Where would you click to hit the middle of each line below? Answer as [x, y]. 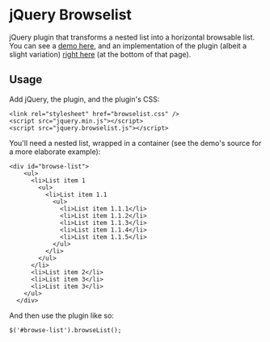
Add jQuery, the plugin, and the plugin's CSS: [84, 99]
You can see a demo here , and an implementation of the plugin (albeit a [128, 45]
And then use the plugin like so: [61, 315]
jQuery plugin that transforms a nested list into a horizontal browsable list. [132, 37]
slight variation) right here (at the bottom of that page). [100, 54]
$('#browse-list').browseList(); [65, 330]
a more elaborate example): [55, 152]
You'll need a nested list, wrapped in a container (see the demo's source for [135, 143]
